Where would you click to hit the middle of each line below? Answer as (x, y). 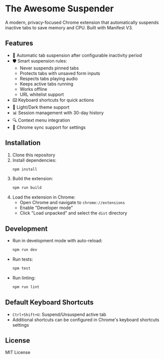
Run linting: (24, 278)
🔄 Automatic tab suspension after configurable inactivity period (77, 55)
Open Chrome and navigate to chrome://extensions (72, 203)
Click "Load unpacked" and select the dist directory (74, 213)
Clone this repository (34, 155)
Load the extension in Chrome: (44, 197)
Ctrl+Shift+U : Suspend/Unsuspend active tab (59, 314)
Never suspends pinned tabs (49, 68)
